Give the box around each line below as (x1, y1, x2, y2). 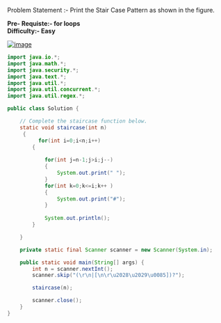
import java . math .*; (7, 60, 67, 67)
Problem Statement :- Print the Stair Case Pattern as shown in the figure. (7, 6, 215, 14)
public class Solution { (7, 105, 79, 112)
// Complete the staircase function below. (19, 118, 148, 125)
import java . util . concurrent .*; (7, 86, 101, 93)
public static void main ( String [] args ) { (19, 259, 145, 266)
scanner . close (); (32, 297, 82, 304)
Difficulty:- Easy (7, 27, 56, 35)
